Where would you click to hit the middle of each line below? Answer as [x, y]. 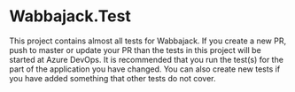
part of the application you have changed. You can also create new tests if [145, 69]
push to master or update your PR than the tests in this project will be [135, 50]
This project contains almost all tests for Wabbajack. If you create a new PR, [147, 41]
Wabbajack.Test [70, 16]
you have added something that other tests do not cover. [113, 78]
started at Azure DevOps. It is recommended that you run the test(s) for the [146, 59]
